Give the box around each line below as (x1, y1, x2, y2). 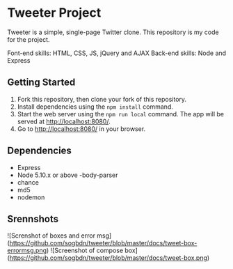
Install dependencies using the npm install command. (17, 102, 174, 111)
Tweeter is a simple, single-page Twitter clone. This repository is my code (7, 28, 219, 36)
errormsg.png (7, 246, 47, 255)
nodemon (17, 193, 45, 201)
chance (17, 178, 40, 186)
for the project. (7, 35, 50, 43)
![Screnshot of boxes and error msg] (7, 231, 112, 240)
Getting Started (7, 77, 76, 89)
